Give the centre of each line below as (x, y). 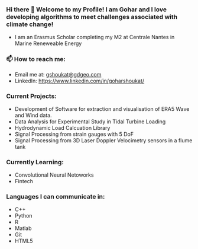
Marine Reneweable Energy (48, 43)
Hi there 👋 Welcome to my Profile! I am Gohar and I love (87, 9)
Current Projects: (32, 96)
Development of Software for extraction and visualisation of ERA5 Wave (102, 108)
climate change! (30, 24)
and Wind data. (33, 115)
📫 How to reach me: (36, 59)
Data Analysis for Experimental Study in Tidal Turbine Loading (90, 122)
